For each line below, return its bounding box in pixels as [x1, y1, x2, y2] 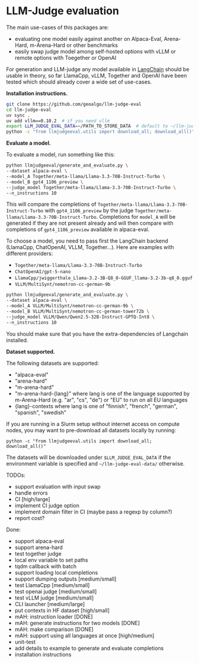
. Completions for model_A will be [96, 213, 176, 221]
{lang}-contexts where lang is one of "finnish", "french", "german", [14, 402, 178, 410]
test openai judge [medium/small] [14, 588, 97, 595]
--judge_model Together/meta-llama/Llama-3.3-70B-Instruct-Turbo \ [6, 184, 176, 190]
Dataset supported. [6, 348, 55, 355]
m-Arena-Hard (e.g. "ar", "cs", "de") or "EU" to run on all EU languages [14, 396, 188, 403]
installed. [6, 336, 28, 343]
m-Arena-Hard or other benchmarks [29, 42, 118, 49]
